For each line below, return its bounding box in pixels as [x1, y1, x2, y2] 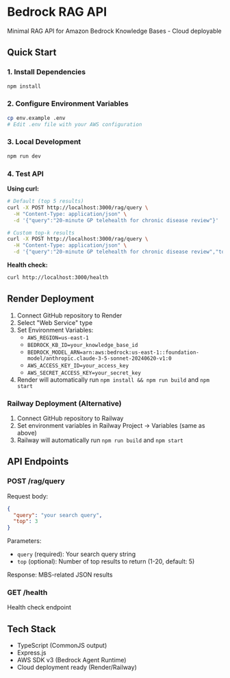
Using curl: [7, 184, 40, 193]
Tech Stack [7, 623, 56, 635]
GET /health [7, 588, 48, 597]
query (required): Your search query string [16, 550, 136, 559]
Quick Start [7, 47, 57, 58]
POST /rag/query [7, 476, 65, 486]
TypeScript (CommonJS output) [16, 642, 107, 650]
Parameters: [7, 537, 42, 545]
